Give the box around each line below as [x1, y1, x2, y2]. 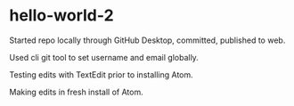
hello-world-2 [9, 5, 114, 26]
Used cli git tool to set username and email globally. [9, 52, 199, 62]
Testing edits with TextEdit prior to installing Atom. [9, 69, 193, 80]
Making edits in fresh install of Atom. [9, 86, 144, 97]
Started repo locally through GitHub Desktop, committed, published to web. [9, 35, 286, 45]
